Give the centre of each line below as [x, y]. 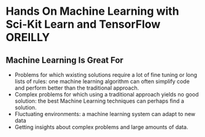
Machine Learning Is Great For [65, 60]
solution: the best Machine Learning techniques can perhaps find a [99, 101]
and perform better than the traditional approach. [77, 88]
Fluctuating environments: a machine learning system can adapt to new [105, 114]
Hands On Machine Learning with [92, 11]
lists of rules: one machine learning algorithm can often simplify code [102, 81]
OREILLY [28, 37]
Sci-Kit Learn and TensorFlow [83, 24]
